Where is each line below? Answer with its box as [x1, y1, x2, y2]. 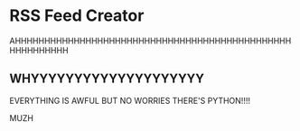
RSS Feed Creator [9, 5, 145, 26]
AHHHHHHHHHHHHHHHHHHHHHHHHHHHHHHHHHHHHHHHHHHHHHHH [9, 35, 292, 46]
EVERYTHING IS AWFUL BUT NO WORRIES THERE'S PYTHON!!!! [9, 95, 251, 106]
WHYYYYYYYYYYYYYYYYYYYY [9, 71, 205, 87]
